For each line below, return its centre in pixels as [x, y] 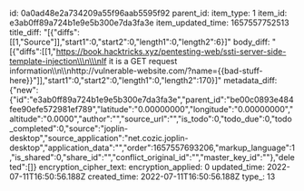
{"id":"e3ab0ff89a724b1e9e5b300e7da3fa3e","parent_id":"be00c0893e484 [152, 100]
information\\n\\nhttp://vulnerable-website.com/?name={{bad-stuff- [136, 71]
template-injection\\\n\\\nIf [58, 61]
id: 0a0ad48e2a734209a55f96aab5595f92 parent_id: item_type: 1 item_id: [148, 13]
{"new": [24, 90]
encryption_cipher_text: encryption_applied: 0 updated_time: [152, 167]
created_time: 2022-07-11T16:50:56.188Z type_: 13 [181, 177]
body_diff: [251, 42]
